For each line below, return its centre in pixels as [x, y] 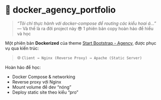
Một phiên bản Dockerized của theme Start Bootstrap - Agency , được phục [81, 43]
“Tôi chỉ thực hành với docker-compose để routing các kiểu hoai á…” [86, 23]
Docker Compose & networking [44, 77]
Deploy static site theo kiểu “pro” [45, 92]
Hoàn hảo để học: [23, 67]
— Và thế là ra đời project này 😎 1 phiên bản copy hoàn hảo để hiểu [85, 28]
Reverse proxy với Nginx [37, 82]
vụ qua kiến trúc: [22, 48]
